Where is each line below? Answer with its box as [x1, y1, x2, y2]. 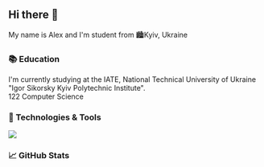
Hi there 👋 [8, 8, 59, 22]
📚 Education [8, 53, 60, 64]
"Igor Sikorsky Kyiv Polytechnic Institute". [8, 83, 146, 93]
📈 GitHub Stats [8, 150, 70, 161]
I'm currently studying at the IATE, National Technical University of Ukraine [8, 75, 256, 84]
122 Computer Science [8, 92, 85, 101]
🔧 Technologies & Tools [8, 112, 102, 123]
